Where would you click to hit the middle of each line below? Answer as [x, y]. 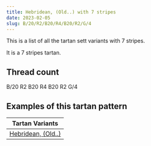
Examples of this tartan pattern [67, 106]
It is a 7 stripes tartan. [34, 53]
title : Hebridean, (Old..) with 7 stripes [61, 12]
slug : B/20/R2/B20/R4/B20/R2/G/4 [49, 23]
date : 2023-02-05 [28, 18]
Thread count [33, 72]
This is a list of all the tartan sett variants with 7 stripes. [76, 41]
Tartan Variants [35, 123]
